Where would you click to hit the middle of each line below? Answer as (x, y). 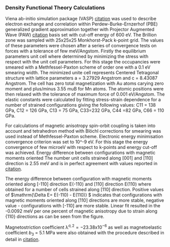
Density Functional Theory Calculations (55, 8)
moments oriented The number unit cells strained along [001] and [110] (79, 158)
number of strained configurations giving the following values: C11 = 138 (81, 105)
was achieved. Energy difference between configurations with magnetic (80, 153)
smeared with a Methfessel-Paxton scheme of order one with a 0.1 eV (78, 67)
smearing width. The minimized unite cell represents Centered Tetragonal (82, 73)
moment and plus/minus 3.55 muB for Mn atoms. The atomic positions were (84, 89)
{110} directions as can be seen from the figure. (55, 217)
